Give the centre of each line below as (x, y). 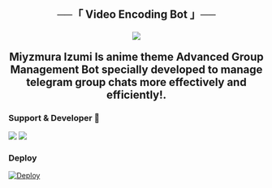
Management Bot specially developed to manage (136, 70)
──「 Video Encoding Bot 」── (136, 15)
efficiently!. (136, 95)
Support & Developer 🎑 (54, 118)
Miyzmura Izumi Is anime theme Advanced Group (136, 57)
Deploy (23, 158)
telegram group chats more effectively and (136, 82)
